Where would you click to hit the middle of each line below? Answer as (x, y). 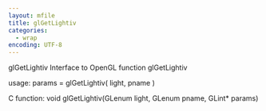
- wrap (26, 38)
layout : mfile (32, 15)
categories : (28, 30)
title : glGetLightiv (43, 23)
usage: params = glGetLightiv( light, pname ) (82, 83)
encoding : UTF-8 (35, 45)
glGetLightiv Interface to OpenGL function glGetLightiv (98, 67)
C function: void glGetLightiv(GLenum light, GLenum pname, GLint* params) (133, 98)
